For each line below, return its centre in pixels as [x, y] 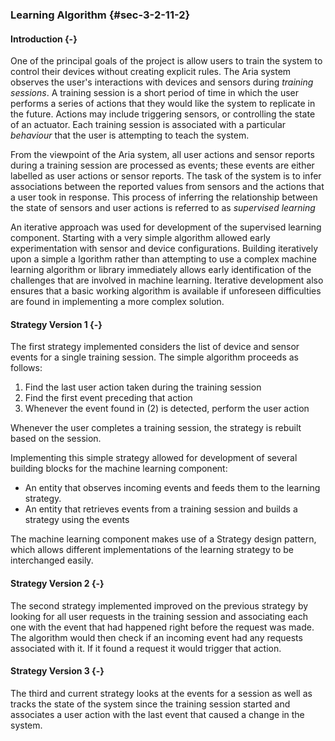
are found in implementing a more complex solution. [117, 302]
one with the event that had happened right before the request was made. [162, 627]
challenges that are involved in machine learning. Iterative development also [167, 280]
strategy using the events [77, 520]
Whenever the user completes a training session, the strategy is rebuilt [156, 428]
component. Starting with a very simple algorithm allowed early [140, 238]
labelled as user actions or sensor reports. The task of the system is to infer [166, 176]
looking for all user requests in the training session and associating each [159, 616]
